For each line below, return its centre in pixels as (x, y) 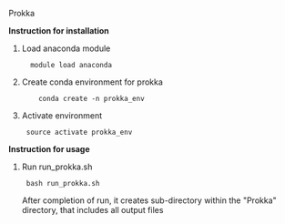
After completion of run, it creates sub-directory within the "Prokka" (149, 200)
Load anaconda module (66, 48)
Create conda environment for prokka (92, 82)
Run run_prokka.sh (57, 167)
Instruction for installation (59, 31)
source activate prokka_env (79, 132)
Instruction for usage (49, 149)
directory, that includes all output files (92, 210)
